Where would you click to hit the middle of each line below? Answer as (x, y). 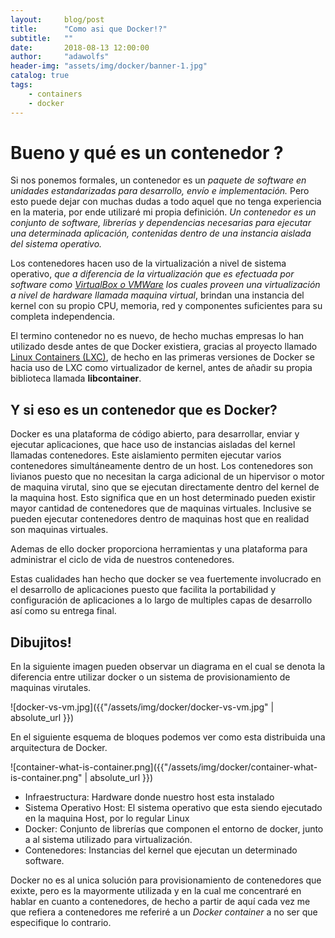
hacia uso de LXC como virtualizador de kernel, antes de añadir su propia (161, 368)
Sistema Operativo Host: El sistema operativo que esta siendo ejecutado (173, 808)
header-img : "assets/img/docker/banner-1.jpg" (109, 66)
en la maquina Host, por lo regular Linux (107, 818)
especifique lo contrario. (61, 923)
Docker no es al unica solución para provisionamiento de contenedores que (166, 880)
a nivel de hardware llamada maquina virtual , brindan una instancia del (157, 295)
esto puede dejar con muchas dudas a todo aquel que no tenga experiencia (166, 202)
